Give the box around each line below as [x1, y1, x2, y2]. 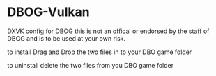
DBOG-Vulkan [7, 4, 91, 20]
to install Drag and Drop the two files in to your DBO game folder [7, 48, 192, 56]
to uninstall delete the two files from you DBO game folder [7, 61, 174, 69]
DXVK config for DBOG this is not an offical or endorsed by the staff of [7, 27, 210, 35]
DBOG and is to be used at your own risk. [7, 34, 126, 42]
